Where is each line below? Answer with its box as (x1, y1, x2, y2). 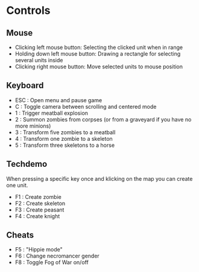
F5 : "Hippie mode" (14, 246, 63, 253)
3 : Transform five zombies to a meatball (14, 128, 116, 136)
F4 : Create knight (14, 212, 60, 219)
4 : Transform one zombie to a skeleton (14, 135, 113, 142)
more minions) (14, 122, 51, 129)
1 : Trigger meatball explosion (14, 109, 89, 117)
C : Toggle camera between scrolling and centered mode (14, 103, 157, 110)
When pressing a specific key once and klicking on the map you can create (6, 175, 193, 182)
